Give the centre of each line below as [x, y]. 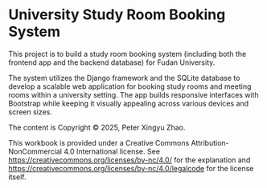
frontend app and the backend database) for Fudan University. [112, 62]
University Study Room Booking [117, 15]
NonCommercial [35, 151]
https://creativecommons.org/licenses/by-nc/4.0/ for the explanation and [129, 160]
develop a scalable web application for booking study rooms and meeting [130, 86]
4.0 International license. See [112, 151]
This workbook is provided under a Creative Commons [99, 142]
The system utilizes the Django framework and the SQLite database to [124, 78]
